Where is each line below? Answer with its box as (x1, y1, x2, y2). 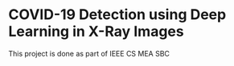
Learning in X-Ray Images (8, 22, 184, 41)
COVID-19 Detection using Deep (8, 6, 227, 24)
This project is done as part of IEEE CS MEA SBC (8, 49, 170, 58)
